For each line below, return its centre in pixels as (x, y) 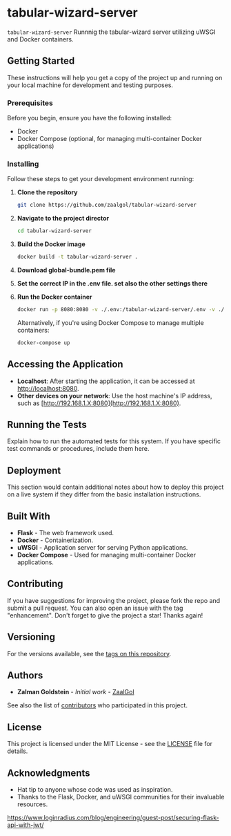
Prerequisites (30, 103)
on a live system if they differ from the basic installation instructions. (104, 494)
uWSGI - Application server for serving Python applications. (102, 547)
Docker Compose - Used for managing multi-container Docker (107, 555)
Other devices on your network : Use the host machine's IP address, (114, 396)
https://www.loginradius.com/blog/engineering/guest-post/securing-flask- (113, 818)
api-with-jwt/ (26, 825)
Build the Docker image (51, 244)
